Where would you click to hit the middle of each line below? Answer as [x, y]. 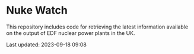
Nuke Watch [37, 10]
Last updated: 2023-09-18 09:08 [47, 45]
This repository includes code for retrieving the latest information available [97, 27]
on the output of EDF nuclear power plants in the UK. [71, 33]
